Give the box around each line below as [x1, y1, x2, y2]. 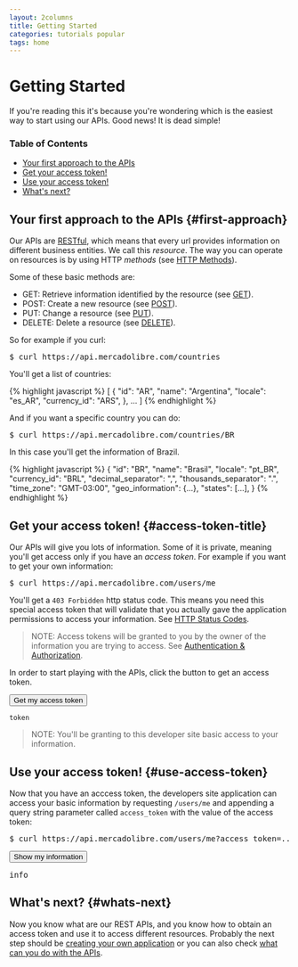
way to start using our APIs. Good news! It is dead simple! [9, 115, 221, 126]
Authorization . [30, 650, 84, 660]
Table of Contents [9, 137, 89, 150]
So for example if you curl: [9, 335, 107, 346]
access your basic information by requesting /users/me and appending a [9, 797, 275, 807]
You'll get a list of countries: [9, 369, 112, 380]
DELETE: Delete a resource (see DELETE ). [21, 317, 176, 328]
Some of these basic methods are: [9, 272, 135, 283]
